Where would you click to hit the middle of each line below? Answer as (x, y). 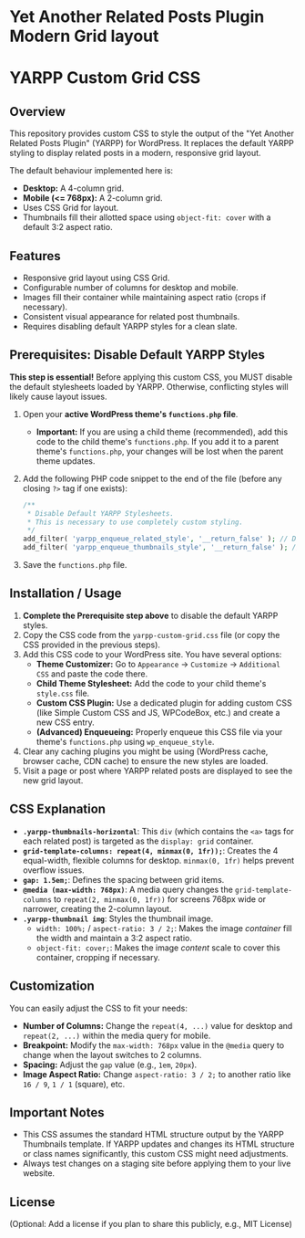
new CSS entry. (66, 722)
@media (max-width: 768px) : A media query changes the (128, 889)
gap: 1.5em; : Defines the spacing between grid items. (123, 879)
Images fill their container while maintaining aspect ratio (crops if (144, 297)
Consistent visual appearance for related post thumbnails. (131, 316)
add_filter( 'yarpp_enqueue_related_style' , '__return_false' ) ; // (155, 539)
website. (39, 1173)
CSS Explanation (58, 809)
